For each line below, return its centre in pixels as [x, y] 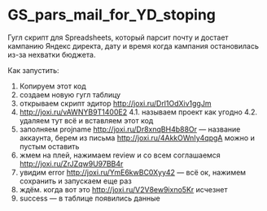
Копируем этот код [53, 86]
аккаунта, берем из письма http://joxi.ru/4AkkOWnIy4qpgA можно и [137, 138]
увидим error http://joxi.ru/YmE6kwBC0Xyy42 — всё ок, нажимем [132, 172]
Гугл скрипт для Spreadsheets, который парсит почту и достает [118, 37]
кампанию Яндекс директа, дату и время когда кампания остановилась [133, 45]
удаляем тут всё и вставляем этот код [86, 120]
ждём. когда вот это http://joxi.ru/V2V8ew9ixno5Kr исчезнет [123, 189]
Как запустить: [33, 70]
